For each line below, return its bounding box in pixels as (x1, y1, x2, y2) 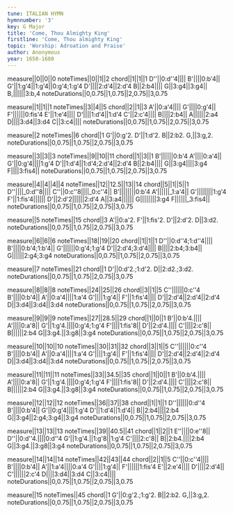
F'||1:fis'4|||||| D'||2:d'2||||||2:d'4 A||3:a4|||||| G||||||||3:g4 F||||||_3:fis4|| (7, 195, 210, 203)
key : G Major (7, 23, 45, 30)
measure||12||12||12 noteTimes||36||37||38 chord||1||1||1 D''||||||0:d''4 (7, 398, 206, 407)
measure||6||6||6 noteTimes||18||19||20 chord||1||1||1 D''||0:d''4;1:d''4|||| (7, 236, 214, 245)
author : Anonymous (7, 49, 61, 56)
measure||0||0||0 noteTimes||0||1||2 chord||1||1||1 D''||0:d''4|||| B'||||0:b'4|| (7, 74, 220, 83)
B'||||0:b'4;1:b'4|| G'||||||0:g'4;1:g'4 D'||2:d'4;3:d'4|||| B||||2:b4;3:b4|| (7, 244, 203, 252)
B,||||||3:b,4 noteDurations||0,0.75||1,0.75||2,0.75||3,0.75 (7, 89, 168, 97)
